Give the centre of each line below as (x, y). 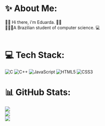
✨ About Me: (31, 8)
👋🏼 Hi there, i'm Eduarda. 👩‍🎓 (33, 22)
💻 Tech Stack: (35, 55)
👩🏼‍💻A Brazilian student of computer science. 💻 (52, 28)
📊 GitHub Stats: (38, 92)
